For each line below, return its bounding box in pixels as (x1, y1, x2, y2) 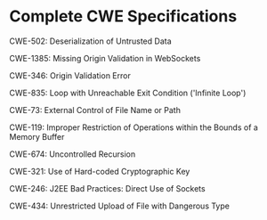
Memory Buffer (9, 131, 65, 142)
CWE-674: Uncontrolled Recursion (9, 149, 136, 159)
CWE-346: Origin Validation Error (9, 69, 131, 81)
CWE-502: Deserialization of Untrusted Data (9, 36, 172, 46)
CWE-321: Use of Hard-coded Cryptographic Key (9, 166, 190, 176)
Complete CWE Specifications (9, 6, 238, 27)
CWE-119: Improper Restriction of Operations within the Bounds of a (9, 122, 258, 133)
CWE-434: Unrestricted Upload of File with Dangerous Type (9, 200, 230, 211)
